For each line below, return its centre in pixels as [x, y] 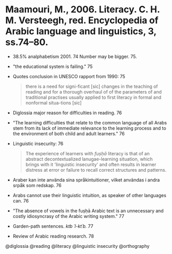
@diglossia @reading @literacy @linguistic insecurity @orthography [78, 246]
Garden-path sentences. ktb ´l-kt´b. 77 [53, 226]
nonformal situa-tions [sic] [54, 103]
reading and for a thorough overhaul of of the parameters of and [93, 92]
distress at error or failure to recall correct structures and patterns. [96, 170]
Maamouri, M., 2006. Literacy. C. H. [83, 10]
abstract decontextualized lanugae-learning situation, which [89, 159]
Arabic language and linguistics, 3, [81, 31]
